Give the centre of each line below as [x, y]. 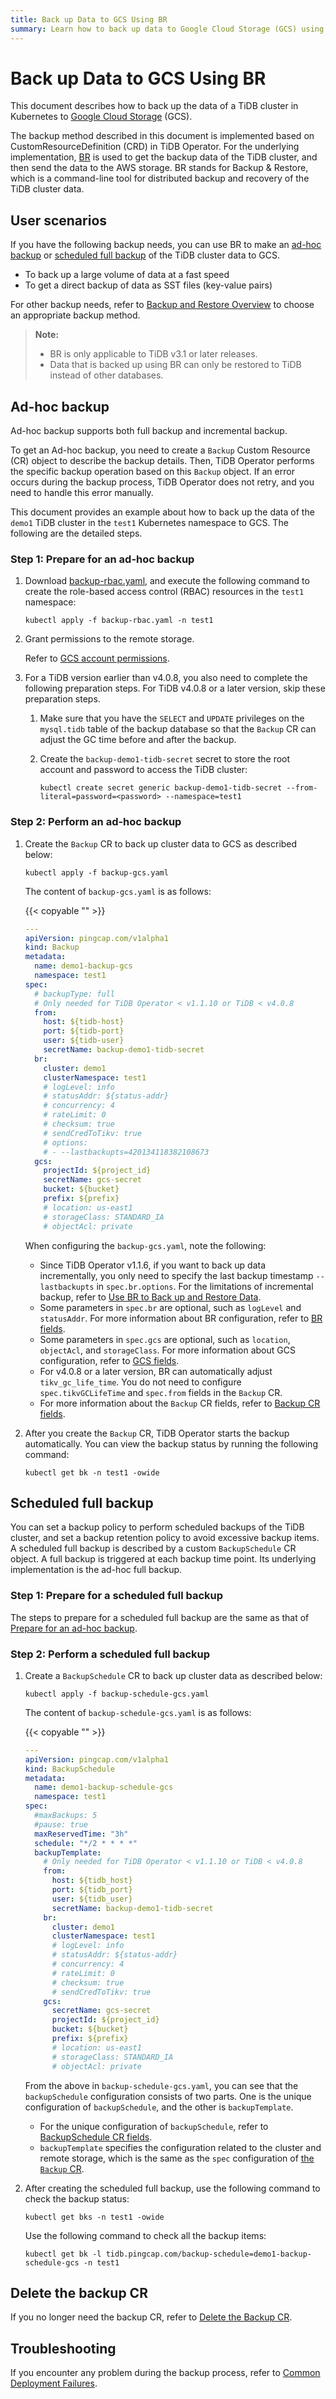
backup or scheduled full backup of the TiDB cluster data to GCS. [145, 255]
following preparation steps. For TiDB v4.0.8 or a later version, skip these [175, 688]
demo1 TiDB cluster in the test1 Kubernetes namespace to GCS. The [149, 523]
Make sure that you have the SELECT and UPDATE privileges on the [172, 718]
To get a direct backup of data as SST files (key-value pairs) [148, 285]
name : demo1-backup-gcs [83, 966]
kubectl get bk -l [63, 2254]
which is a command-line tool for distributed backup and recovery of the [160, 178]
